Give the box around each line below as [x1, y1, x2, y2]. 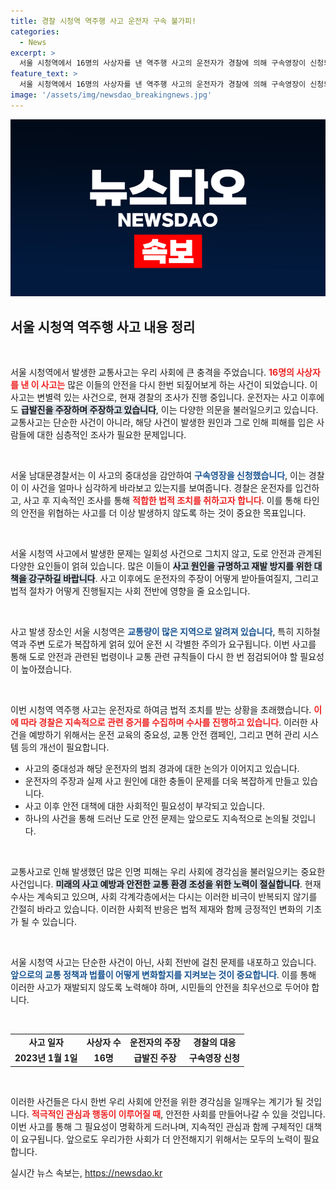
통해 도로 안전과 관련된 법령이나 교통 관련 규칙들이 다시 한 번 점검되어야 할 [10, 651, 298, 663]
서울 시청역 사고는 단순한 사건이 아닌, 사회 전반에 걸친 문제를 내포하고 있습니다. [10, 956, 317, 969]
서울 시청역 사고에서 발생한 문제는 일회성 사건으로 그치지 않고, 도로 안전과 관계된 [10, 548, 323, 560]
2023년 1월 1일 [14, 1052, 78, 1064]
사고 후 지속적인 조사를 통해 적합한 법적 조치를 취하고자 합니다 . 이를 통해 [23, 495, 302, 507]
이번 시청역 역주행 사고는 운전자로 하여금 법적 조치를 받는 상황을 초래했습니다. [10, 704, 312, 716]
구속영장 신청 [188, 1052, 240, 1064]
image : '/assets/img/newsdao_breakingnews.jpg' [10, 90, 213, 100]
